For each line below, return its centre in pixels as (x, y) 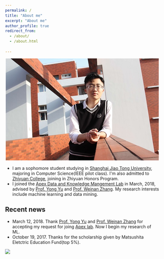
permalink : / (18, 10)
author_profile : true (27, 26)
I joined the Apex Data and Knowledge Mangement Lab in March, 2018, (84, 184)
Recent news (25, 210)
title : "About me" (24, 15)
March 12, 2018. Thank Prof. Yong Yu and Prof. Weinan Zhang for (78, 221)
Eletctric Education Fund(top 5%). (46, 242)
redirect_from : (21, 31)
